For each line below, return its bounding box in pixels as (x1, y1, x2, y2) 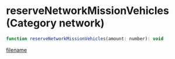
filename (6, 46, 28, 53)
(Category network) (6, 16, 105, 30)
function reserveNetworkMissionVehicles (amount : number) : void (6, 36, 164, 41)
